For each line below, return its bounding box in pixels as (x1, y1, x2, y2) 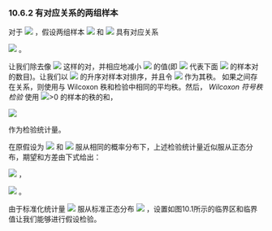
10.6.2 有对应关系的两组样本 (8, 7, 119, 18)
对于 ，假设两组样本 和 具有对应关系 (8, 27, 159, 37)
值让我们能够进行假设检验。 (8, 214, 101, 224)
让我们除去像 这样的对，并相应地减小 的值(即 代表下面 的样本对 (8, 62, 259, 72)
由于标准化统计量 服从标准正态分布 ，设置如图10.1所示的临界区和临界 (8, 204, 258, 214)
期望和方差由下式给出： (22, 152, 101, 162)
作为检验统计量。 (8, 124, 66, 135)
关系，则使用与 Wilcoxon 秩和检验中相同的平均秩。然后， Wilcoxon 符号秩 (15, 82, 264, 92)
